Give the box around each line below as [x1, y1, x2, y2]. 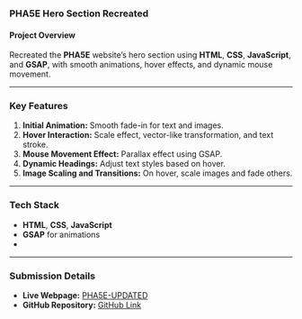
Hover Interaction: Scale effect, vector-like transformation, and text [22, 130, 274, 141]
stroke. [22, 139, 49, 150]
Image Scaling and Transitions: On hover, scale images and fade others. [22, 168, 293, 178]
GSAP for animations [22, 229, 101, 240]
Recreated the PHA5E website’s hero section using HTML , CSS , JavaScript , [9, 50, 291, 60]
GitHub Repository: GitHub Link [22, 300, 142, 311]
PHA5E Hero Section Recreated [9, 7, 149, 20]
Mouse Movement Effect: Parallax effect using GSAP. [22, 149, 223, 159]
